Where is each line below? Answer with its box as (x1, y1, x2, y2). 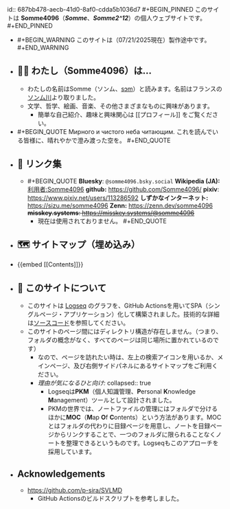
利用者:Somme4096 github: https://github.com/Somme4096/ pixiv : (27, 185, 220, 193)
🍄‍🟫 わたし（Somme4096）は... (16, 65, 152, 77)
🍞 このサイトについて (16, 282, 106, 293)
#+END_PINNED (7, 22, 53, 30)
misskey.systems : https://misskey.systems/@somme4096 (27, 208, 195, 217)
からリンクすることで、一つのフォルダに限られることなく (54, 431, 216, 439)
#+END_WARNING (16, 43, 69, 52)
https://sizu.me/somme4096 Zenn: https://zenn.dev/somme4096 (27, 201, 213, 210)
